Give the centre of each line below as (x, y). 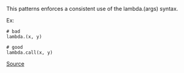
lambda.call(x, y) (30, 52)
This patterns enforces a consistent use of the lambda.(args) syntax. (92, 9)
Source (15, 64)
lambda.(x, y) (24, 37)
